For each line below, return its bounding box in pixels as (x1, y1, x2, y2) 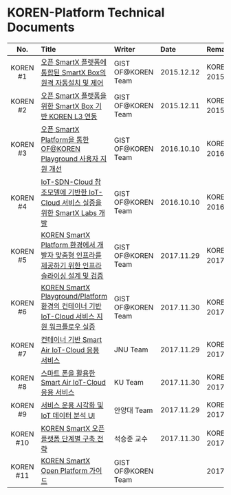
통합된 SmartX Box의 (41, 68, 107, 77)
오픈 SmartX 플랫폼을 (41, 91, 107, 101)
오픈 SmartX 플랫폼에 (41, 57, 107, 67)
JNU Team (113, 345, 148, 354)
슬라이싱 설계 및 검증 (41, 271, 104, 281)
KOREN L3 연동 (49, 112, 98, 121)
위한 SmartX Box (41, 101, 94, 111)
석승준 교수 (113, 434, 148, 443)
